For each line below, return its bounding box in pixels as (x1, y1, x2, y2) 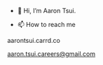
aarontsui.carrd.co (7, 37, 61, 44)
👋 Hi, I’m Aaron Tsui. (17, 7, 76, 15)
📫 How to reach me (17, 21, 76, 28)
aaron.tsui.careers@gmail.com (7, 50, 96, 58)
